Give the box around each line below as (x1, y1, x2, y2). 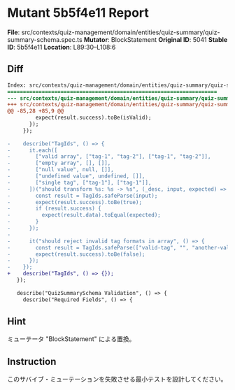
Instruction (7, 355, 57, 368)
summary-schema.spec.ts (7, 35, 83, 43)
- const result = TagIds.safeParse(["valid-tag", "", (7, 244, 190, 251)
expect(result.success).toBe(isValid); (35, 114, 152, 122)
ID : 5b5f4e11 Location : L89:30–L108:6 (7, 43, 116, 51)
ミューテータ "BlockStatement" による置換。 (7, 335, 136, 343)
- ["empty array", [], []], (7, 159, 111, 167)
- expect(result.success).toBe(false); (7, 250, 145, 258)
